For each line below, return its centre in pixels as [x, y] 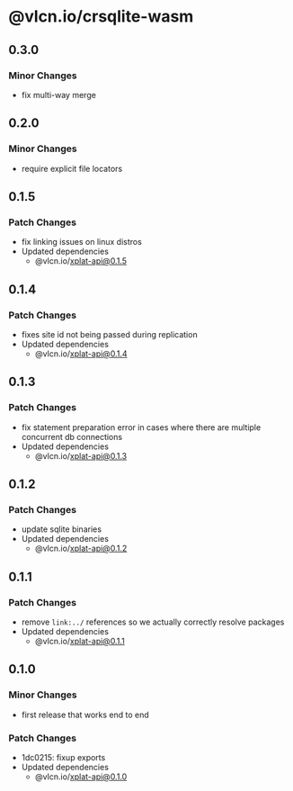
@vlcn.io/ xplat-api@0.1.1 [80, 641]
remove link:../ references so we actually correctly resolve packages [153, 622]
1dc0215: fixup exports [63, 757]
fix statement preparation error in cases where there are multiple [141, 427]
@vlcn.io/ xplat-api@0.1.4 [81, 354]
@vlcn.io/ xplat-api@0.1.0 [81, 777]
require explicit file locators [72, 168]
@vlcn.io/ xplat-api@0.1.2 [81, 548]
